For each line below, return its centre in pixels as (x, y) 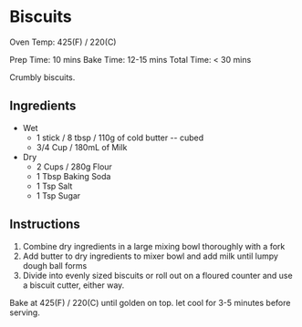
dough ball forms (55, 265)
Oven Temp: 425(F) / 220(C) (63, 42)
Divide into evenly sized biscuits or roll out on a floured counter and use (158, 275)
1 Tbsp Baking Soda (73, 176)
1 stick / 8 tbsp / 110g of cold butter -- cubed (120, 138)
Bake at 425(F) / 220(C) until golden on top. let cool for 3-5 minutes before (150, 302)
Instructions (45, 225)
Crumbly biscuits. (42, 77)
